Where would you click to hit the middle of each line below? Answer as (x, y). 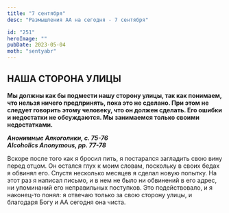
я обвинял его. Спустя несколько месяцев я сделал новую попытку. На (112, 173)
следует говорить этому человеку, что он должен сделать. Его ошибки (115, 110)
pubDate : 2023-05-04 (37, 45)
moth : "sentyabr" (32, 51)
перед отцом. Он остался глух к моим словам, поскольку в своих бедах (113, 166)
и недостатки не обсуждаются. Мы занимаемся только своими (104, 117)
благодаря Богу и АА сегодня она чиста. (67, 202)
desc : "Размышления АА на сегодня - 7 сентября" (78, 20)
